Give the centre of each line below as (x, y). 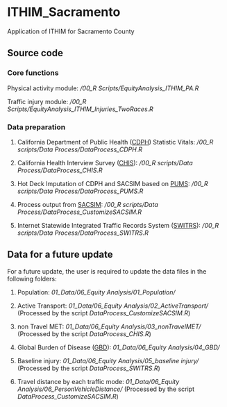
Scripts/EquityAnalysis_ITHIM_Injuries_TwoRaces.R (81, 109)
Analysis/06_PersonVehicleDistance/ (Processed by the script (106, 389)
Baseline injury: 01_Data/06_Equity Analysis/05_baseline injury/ (108, 360)
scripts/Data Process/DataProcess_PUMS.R (80, 191)
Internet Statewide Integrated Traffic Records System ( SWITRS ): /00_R (118, 225)
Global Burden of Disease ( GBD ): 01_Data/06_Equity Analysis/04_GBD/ (118, 347)
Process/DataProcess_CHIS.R (60, 170)
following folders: (32, 279)
